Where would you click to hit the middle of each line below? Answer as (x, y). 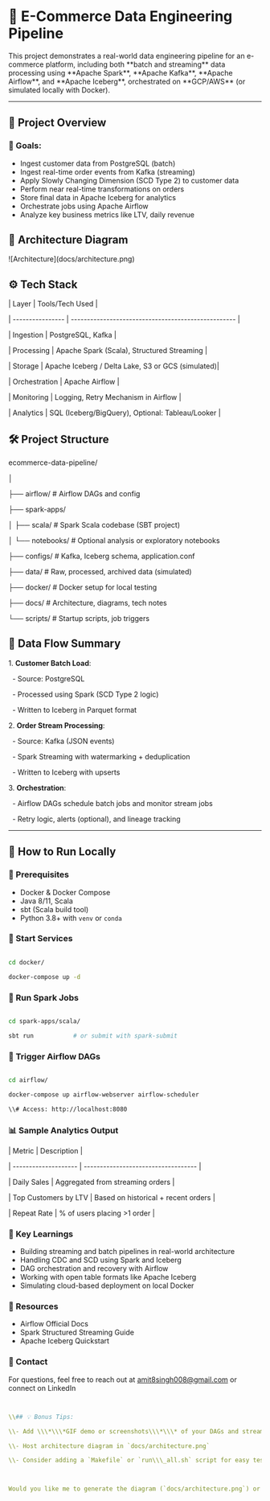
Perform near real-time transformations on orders (102, 189)
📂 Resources (33, 1306)
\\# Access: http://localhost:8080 (68, 1109)
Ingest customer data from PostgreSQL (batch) (98, 163)
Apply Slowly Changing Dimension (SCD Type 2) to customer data (129, 180)
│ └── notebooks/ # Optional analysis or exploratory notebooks (114, 541)
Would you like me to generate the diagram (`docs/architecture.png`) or (135, 1489)
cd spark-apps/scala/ (45, 1021)
